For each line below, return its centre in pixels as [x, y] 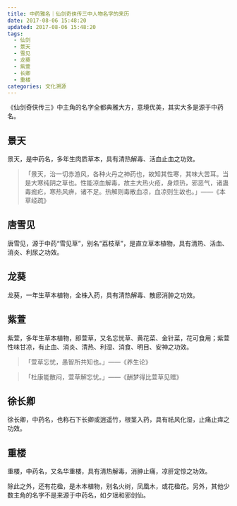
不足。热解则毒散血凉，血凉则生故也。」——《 [153, 192]
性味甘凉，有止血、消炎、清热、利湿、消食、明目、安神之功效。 [100, 347]
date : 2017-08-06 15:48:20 [47, 21]
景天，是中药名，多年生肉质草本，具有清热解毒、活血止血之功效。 [103, 159]
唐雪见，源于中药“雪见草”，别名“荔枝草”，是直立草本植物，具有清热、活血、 [118, 243]
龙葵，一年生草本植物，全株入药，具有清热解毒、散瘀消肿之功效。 [103, 295]
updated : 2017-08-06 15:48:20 [52, 27]
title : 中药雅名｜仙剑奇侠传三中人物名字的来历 [68, 14]
